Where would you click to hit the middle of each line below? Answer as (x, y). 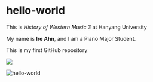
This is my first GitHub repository (47, 50)
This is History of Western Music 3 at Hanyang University (77, 27)
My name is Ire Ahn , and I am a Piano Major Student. (71, 38)
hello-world (36, 10)
